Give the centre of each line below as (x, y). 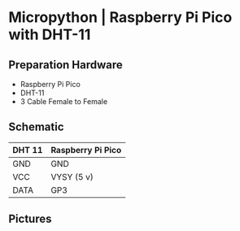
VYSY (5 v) (72, 177)
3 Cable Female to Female (64, 101)
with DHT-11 (50, 35)
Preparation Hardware (66, 65)
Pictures (30, 219)
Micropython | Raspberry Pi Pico (120, 17)
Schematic (36, 127)
